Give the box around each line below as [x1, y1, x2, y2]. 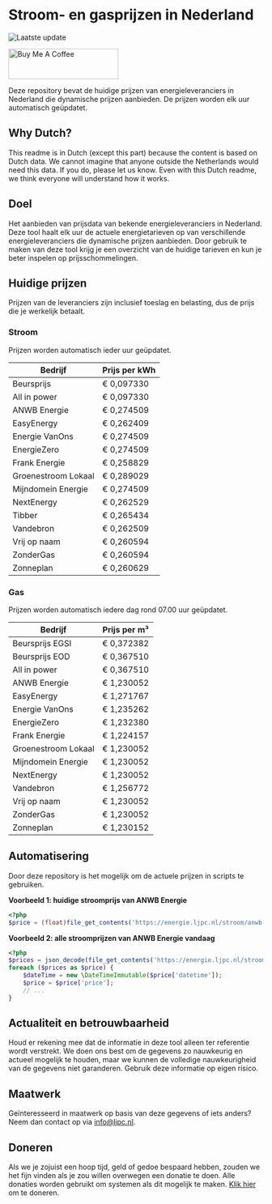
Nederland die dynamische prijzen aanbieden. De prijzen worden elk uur [8, 94, 250, 104]
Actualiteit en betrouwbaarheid [8, 1016, 170, 1030]
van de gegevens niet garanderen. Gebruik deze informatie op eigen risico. [8, 1063, 259, 1074]
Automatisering [8, 849, 89, 863]
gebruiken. [8, 879, 45, 889]
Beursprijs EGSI [12, 637, 72, 649]
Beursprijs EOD [12, 650, 70, 662]
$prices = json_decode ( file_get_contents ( [8, 956, 154, 964]
